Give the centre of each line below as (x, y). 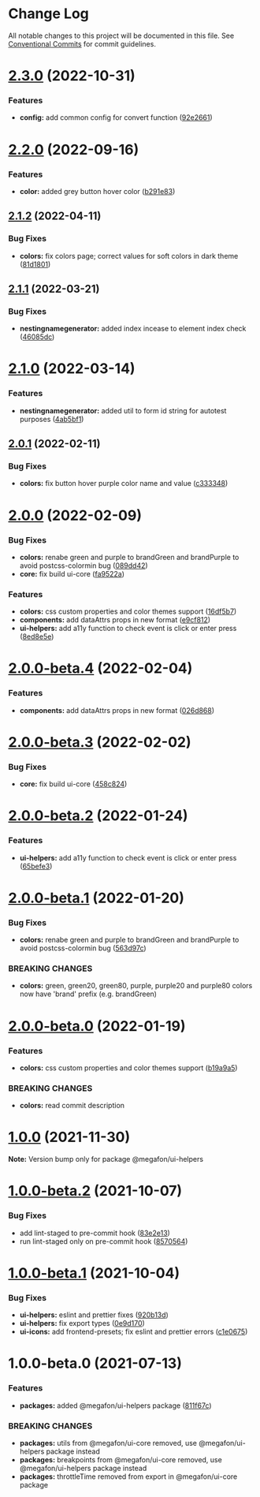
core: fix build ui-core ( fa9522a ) (72, 573)
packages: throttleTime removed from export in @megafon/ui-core (128, 1476)
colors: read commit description (72, 1106)
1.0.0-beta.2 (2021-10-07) (95, 1191)
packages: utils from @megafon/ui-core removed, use (108, 1443)
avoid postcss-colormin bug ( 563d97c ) (83, 948)
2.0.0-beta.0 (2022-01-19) (97, 1026)
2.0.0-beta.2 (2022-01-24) (98, 816)
